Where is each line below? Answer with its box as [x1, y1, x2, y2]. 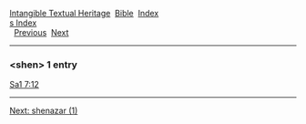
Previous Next [13, 27, 69, 37]
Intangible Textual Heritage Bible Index [9, 8, 159, 18]
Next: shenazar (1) [9, 105, 78, 117]
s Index [9, 17, 37, 28]
